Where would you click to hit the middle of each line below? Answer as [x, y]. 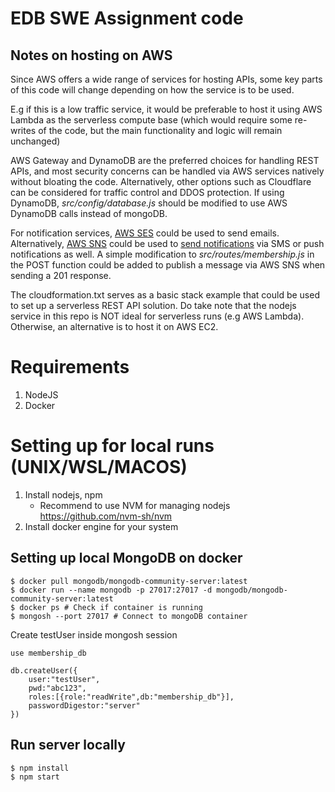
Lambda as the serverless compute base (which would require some [151, 120]
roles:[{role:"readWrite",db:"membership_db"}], [131, 697]
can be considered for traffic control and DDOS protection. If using [147, 192]
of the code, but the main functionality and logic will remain [160, 130]
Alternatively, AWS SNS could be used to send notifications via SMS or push [167, 243]
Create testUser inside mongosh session [94, 634]
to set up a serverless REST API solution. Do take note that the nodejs [153, 305]
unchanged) [35, 141]
